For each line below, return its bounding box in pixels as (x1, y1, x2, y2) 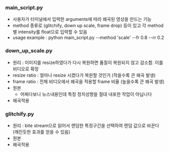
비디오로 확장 (12, 65, 39, 72)
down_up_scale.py (5, 47, 53, 54)
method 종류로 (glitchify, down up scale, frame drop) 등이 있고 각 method (12, 22, 164, 29)
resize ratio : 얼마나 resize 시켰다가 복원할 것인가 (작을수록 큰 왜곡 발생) (12, 72, 156, 78)
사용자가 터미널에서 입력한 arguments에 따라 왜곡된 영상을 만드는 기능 (12, 16, 152, 22)
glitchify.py (5, 110, 35, 118)
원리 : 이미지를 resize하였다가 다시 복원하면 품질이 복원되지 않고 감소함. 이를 (12, 59, 163, 65)
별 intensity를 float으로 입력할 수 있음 (12, 29, 87, 35)
